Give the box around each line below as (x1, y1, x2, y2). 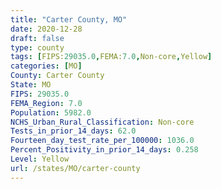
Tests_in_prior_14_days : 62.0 (10, 126, 137, 136)
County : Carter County (10, 71, 105, 81)
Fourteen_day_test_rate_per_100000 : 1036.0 (10, 136, 195, 146)
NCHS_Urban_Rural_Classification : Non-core (10, 117, 195, 127)
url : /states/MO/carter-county (10, 163, 141, 173)
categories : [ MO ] (10, 61, 83, 71)
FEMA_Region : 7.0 (10, 98, 83, 108)
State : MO (10, 80, 52, 90)
